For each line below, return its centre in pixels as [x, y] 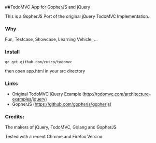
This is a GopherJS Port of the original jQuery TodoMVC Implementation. [77, 16]
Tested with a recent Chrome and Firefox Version [54, 137]
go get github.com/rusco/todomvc [39, 62]
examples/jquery [29, 99]
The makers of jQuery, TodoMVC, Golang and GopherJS [61, 127]
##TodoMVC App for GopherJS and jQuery [48, 7]
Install [13, 52]
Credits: [15, 116]
